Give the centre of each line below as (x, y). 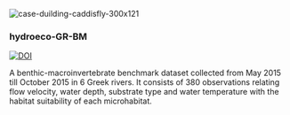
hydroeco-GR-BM (48, 36)
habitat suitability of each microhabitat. (81, 101)
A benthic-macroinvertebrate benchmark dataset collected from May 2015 (145, 73)
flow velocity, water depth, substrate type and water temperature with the (144, 92)
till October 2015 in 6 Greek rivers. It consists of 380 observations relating (145, 82)
